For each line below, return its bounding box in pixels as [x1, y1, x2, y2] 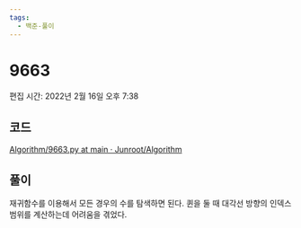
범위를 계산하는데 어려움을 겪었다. [9, 209, 128, 220]
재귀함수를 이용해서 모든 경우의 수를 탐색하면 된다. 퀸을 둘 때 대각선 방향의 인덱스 [9, 198, 292, 209]
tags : [9, 13, 30, 22]
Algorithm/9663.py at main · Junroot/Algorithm [9, 145, 182, 155]
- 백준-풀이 [17, 22, 55, 31]
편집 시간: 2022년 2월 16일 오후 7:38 [9, 91, 139, 101]
